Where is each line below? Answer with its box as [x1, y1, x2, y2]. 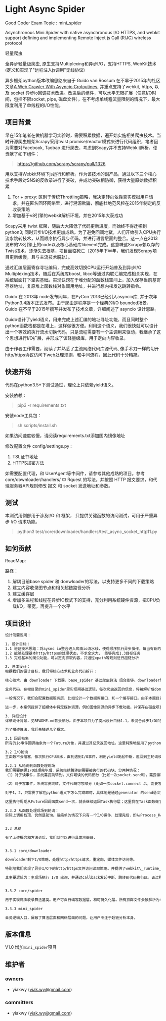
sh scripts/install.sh [17, 422, 57, 428]
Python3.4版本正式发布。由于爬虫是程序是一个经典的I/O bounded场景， [5, 300, 152, 306]
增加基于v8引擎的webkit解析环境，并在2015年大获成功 [12, 212, 124, 218]
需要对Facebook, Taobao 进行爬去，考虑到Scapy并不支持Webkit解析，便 [9, 145, 158, 151]
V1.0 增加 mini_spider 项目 [5, 944, 57, 950]
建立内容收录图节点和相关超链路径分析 [12, 585, 90, 591]
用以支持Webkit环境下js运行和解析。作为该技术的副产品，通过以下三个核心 [5, 171, 157, 177]
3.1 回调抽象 [5, 736, 29, 741]
